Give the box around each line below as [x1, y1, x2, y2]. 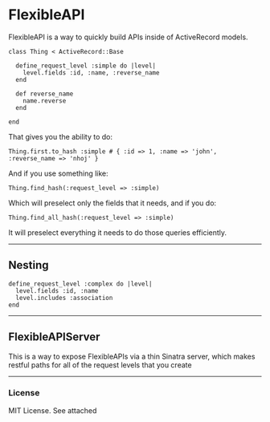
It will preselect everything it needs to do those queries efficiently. [8, 227, 227, 237]
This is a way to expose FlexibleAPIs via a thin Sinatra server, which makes [8, 351, 256, 361]
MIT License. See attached [8, 405, 97, 415]
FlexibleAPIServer [8, 331, 100, 344]
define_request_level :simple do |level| [15, 62, 157, 70]
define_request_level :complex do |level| [8, 279, 153, 288]
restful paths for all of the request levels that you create [8, 359, 192, 370]
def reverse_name [15, 90, 74, 98]
